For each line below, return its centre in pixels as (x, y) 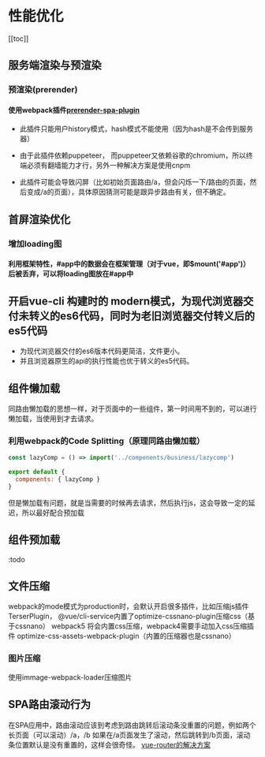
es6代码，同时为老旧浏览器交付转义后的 (157, 316)
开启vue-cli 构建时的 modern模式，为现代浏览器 (126, 301)
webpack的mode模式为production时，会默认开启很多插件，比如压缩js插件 (129, 606)
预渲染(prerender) (43, 90)
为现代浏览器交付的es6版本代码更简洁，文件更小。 (102, 351)
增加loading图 (35, 244)
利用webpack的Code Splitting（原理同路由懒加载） (106, 441)
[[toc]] (19, 38)
